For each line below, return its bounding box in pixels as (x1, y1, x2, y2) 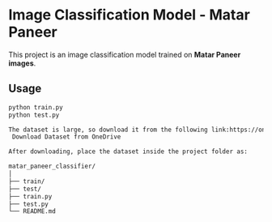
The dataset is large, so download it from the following (8, 126, 208, 134)
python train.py (8, 103, 63, 111)
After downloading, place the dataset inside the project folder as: (8, 147, 249, 156)
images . (8, 58, 36, 68)
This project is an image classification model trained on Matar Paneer (8, 49, 241, 59)
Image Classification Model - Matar (8, 6, 251, 24)
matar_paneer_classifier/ (8, 162, 96, 171)
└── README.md (8, 207, 57, 216)
